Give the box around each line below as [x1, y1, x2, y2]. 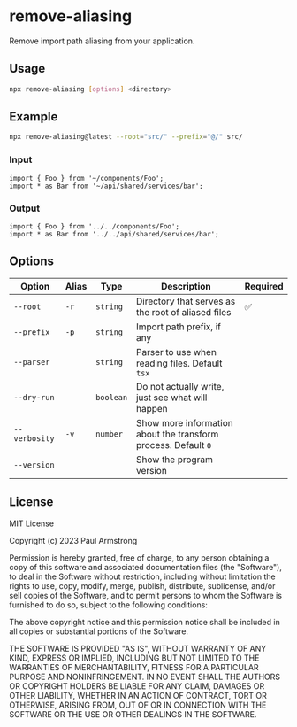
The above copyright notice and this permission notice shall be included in [9, 616, 280, 627]
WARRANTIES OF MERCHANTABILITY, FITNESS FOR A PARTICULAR [9, 661, 259, 672]
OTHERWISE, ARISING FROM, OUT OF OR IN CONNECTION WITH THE [9, 700, 267, 710]
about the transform [135, 428, 219, 440]
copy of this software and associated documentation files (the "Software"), [9, 561, 283, 572]
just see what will [135, 391, 208, 404]
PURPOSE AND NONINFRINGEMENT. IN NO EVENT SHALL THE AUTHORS [9, 671, 281, 682]
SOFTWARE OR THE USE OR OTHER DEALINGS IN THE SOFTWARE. [9, 708, 257, 719]
